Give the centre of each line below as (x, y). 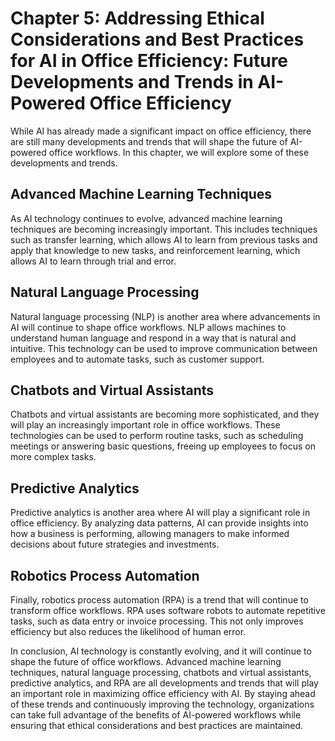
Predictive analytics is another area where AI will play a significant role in (160, 513)
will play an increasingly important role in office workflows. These (145, 425)
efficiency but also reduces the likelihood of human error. (128, 631)
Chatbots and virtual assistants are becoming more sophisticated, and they (165, 414)
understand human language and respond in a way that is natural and (153, 338)
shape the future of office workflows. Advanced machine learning (146, 661)
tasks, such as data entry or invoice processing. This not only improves (157, 621)
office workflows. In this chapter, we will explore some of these (179, 152)
